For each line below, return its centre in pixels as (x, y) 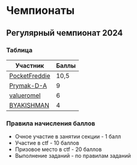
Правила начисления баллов (51, 123)
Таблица (20, 50)
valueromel (25, 95)
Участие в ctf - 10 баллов (47, 143)
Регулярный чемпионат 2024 (65, 33)
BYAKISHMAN (29, 105)
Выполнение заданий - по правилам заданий (73, 156)
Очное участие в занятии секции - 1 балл (68, 137)
